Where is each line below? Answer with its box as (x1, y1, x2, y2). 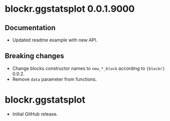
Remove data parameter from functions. (12, 76, 97, 82)
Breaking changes (5, 52, 65, 60)
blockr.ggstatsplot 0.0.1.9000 (5, 3, 135, 15)
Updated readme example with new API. (12, 37, 98, 43)
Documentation (5, 23, 56, 32)
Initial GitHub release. (12, 111, 58, 117)
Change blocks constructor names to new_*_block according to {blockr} (12, 65, 165, 71)
